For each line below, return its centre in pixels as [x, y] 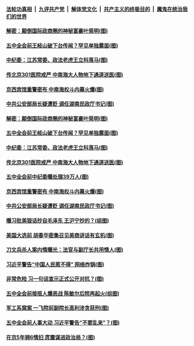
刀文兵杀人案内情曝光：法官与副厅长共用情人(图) [65, 250]
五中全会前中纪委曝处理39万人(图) [48, 177]
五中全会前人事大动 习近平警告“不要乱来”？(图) [63, 323]
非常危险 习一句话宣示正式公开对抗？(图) [55, 279]
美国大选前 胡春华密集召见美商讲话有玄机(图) [60, 235]
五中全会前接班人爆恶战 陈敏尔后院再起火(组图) [63, 293]
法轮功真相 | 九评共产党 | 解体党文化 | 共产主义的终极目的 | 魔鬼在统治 [94, 9]
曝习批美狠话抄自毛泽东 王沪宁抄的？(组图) [58, 220]
